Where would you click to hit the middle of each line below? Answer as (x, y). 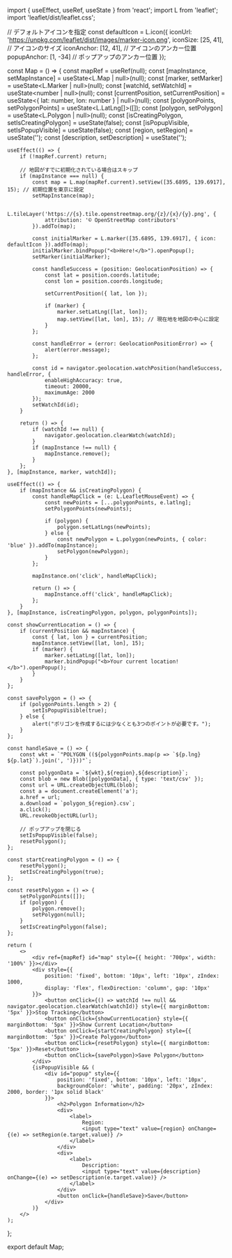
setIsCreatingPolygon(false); (64, 927)
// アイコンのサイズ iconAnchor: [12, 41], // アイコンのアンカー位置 (102, 48)
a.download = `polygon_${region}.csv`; (78, 803)
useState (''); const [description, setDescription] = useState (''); (97, 138)
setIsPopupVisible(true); (70, 710)
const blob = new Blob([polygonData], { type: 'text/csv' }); (112, 779)
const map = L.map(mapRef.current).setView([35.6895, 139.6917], (129, 182)
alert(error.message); (77, 350)
